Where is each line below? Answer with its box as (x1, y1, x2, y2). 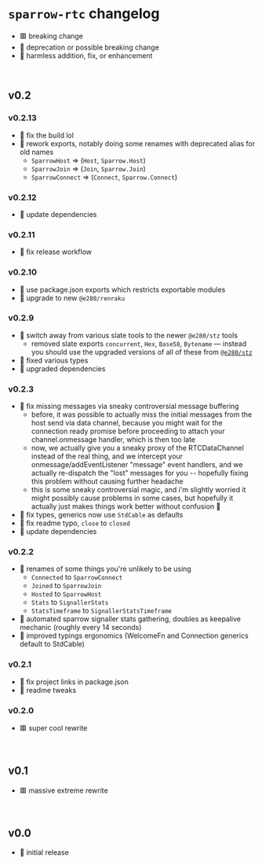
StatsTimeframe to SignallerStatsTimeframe (31, 606, 173, 616)
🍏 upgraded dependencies (19, 363, 106, 374)
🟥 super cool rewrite (19, 723, 88, 732)
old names (19, 147, 54, 156)
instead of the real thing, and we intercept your (31, 451, 183, 461)
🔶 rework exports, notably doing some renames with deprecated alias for (19, 138, 256, 148)
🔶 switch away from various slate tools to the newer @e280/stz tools (19, 330, 238, 340)
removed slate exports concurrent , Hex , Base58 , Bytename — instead (31, 339, 247, 348)
